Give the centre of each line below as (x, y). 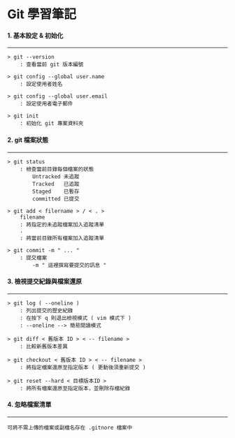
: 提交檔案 (34, 258)
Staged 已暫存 (56, 191)
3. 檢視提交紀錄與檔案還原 (45, 282)
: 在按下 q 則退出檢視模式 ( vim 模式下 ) (76, 318)
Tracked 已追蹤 (56, 184)
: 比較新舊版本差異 (44, 346)
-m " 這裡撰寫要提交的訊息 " (70, 265)
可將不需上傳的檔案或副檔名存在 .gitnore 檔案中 (70, 428)
